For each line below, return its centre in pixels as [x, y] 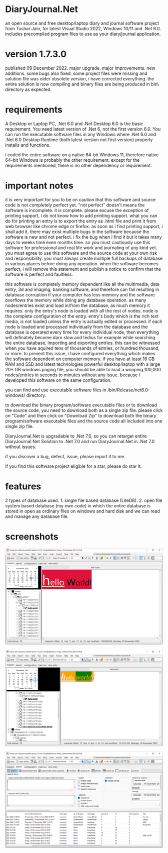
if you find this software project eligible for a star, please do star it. [73, 466]
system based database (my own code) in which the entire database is [78, 505]
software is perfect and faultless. [39, 274]
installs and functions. [28, 145]
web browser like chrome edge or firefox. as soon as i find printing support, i [84, 226]
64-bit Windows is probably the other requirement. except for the [72, 160]
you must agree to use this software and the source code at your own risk [81, 253]
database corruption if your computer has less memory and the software [80, 294]
